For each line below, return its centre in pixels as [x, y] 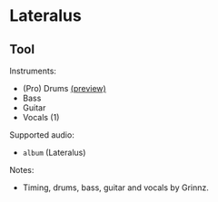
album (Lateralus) [54, 152]
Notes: [22, 170]
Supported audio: [42, 135]
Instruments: [33, 71]
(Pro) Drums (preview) [64, 88]
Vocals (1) [41, 117]
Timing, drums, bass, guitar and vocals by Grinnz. [115, 188]
